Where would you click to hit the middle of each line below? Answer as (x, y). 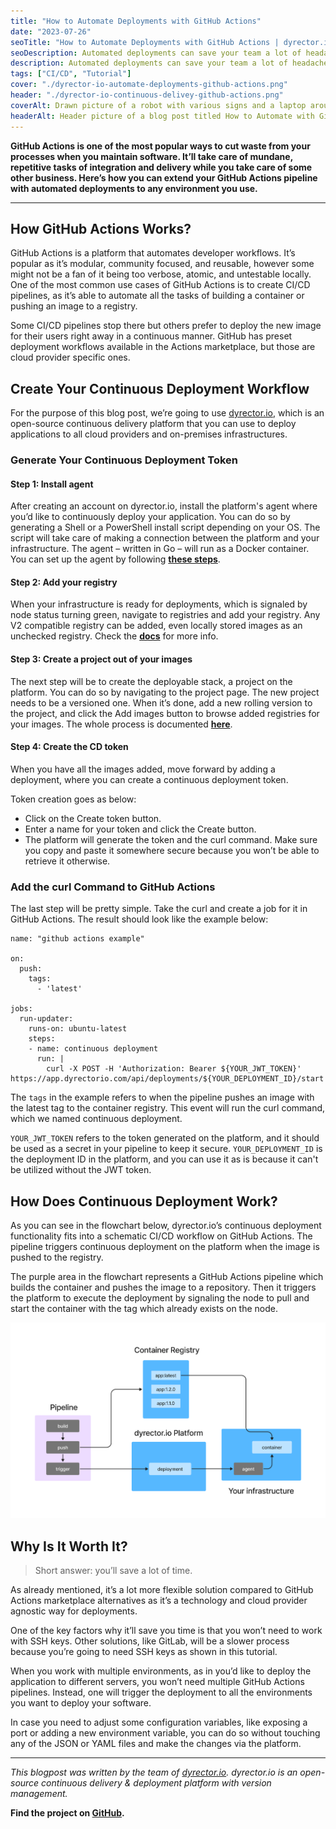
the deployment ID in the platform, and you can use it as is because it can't (164, 1159)
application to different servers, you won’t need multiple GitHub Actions (157, 1682)
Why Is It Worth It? (69, 1546)
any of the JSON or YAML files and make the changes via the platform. (156, 1744)
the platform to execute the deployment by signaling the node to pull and (160, 1297)
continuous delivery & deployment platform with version (156, 1783)
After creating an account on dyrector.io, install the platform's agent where (164, 506)
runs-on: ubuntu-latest (78, 1029)
